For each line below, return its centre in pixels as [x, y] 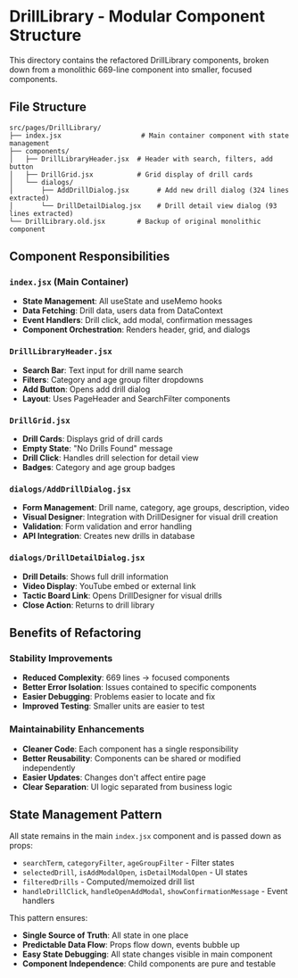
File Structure [48, 108]
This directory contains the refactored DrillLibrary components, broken [139, 60]
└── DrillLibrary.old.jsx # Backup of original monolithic [135, 221]
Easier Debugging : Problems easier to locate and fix [119, 697]
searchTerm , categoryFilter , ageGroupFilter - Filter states [128, 863]
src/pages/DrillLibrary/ [55, 128]
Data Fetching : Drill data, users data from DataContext [122, 311]
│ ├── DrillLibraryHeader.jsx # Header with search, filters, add [141, 159]
